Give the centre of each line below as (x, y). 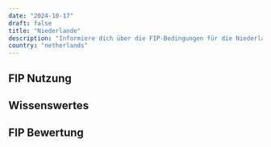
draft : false (30, 23)
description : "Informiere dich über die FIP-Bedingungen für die (120, 38)
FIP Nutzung (40, 78)
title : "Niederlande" (45, 31)
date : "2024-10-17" (41, 16)
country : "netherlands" (48, 46)
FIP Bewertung (46, 133)
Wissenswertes (49, 105)
